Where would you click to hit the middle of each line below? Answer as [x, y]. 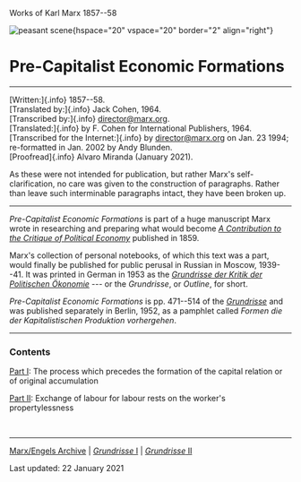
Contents [30, 351]
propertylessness [42, 408]
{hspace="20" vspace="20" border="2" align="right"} [173, 30]
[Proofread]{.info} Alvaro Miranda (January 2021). [101, 157]
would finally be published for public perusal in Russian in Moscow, [133, 264]
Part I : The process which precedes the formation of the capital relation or [146, 372]
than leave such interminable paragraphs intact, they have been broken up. [148, 193]
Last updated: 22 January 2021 [67, 469]
